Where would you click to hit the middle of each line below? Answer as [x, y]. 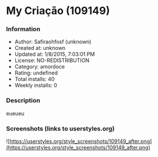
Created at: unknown [40, 48]
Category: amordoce [40, 67]
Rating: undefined [36, 73]
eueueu [15, 113]
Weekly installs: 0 [36, 86]
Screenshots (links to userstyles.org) [60, 128]
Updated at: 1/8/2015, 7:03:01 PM [55, 54]
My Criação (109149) [58, 11]
